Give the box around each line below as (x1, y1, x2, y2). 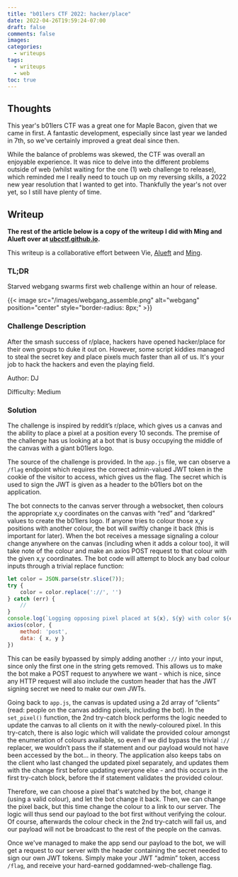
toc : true (7, 76, 37, 84)
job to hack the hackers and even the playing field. (7, 359, 154, 369)
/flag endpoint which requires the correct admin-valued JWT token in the (7, 465, 223, 474)
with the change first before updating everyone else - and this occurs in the (7, 766, 228, 774)
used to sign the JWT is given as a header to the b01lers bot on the (7, 480, 203, 488)
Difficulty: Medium (7, 387, 62, 396)
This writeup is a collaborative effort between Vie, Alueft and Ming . (7, 249, 203, 257)
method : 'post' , (20, 628, 69, 635)
